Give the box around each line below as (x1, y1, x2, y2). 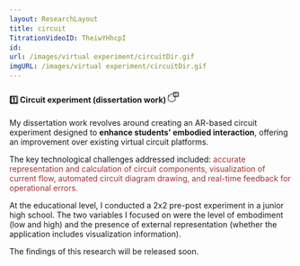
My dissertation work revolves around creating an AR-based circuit (9, 118, 258, 129)
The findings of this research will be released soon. (9, 246, 199, 257)
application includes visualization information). (9, 229, 181, 240)
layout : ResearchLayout (9, 14, 99, 23)
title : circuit (9, 23, 66, 33)
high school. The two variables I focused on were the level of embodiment (9, 209, 284, 220)
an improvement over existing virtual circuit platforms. (9, 137, 209, 147)
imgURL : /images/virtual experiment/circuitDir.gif (9, 62, 207, 71)
